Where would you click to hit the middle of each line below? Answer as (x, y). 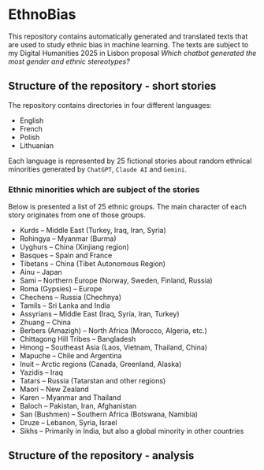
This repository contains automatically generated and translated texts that (128, 36)
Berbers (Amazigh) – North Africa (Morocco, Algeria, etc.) (113, 331)
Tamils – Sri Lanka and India (65, 305)
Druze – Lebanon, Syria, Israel (68, 423)
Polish (30, 137)
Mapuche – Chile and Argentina (71, 356)
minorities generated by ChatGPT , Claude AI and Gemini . (98, 169)
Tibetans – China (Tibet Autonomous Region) (93, 264)
